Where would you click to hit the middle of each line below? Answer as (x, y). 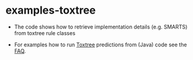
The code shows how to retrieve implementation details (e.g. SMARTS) (101, 27)
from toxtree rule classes (45, 33)
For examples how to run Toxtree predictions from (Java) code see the (101, 45)
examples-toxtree (51, 10)
